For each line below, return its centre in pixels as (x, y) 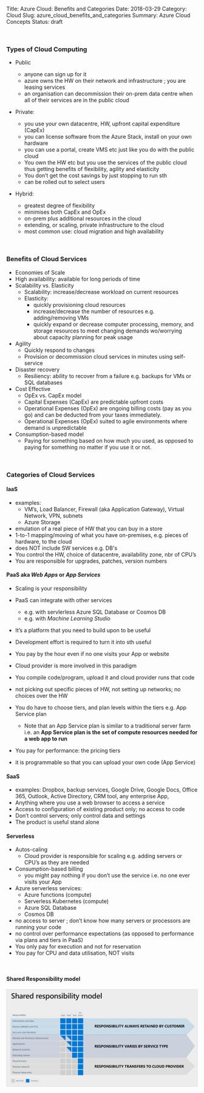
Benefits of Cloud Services (46, 259)
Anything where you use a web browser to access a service (90, 803)
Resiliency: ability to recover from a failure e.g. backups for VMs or (107, 376)
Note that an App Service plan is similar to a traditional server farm (107, 726)
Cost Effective (33, 388)
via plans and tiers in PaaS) (49, 940)
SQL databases (43, 382)
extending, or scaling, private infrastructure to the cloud (94, 225)
